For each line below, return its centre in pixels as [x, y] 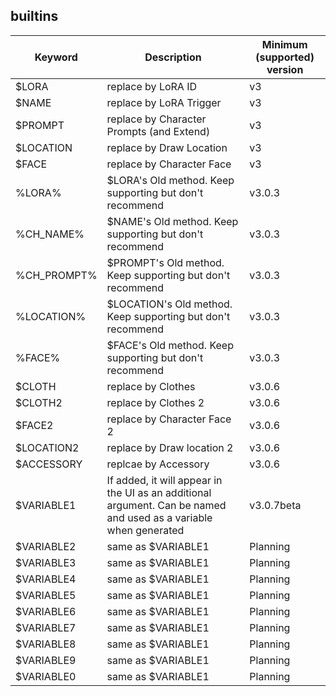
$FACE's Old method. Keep [170, 345]
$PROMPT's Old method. [165, 262]
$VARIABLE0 [46, 676]
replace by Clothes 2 [155, 402]
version [285, 69]
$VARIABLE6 [46, 611]
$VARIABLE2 [46, 546]
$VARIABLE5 [46, 595]
